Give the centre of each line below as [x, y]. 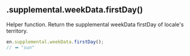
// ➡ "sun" [21, 48]
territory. [17, 31]
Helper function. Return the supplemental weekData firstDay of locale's [95, 24]
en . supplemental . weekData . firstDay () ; [55, 42]
